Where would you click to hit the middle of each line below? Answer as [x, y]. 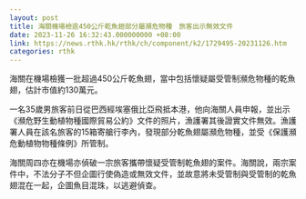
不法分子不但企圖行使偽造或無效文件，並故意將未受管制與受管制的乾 [161, 174]
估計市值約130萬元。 [64, 90]
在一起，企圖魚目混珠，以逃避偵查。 [93, 185]
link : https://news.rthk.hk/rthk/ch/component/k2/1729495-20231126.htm [148, 43]
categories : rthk [42, 52]
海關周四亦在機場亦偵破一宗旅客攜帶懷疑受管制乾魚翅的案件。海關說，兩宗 [149, 163]
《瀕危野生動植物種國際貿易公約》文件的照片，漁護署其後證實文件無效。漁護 [153, 121]
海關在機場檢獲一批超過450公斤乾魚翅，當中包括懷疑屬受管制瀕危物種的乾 [149, 79]
